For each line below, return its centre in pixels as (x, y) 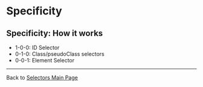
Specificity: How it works (55, 33)
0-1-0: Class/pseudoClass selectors (60, 54)
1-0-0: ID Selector (37, 47)
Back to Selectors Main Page (42, 77)
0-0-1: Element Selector (44, 60)
